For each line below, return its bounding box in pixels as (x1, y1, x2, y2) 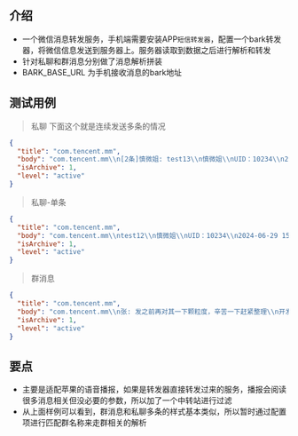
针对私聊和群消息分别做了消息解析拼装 (21, 56, 162, 67)
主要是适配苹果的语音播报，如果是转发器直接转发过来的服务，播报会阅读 (21, 384, 286, 395)
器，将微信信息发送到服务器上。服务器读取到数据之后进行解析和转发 (21, 44, 271, 55)
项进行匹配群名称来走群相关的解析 (21, 417, 147, 428)
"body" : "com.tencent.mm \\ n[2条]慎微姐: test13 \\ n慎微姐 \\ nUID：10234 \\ (17, 155, 281, 164)
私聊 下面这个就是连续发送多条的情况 (30, 121, 166, 131)
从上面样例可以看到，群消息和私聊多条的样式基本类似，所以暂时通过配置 (21, 407, 286, 417)
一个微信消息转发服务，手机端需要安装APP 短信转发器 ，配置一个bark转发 (21, 34, 282, 44)
